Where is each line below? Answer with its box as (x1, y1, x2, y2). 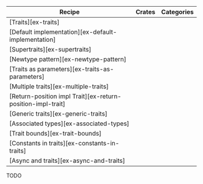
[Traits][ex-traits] (9, 18, 60, 26)
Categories (161, 8, 194, 16)
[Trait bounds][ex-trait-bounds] (9, 130, 101, 137)
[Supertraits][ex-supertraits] (9, 45, 92, 53)
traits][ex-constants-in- (48, 139, 120, 147)
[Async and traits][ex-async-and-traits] (9, 157, 126, 165)
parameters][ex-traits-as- (37, 65, 114, 73)
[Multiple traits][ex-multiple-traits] (9, 82, 109, 90)
